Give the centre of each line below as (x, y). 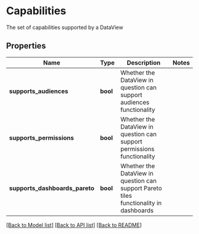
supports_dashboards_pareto (52, 188)
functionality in (141, 203)
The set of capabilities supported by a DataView (65, 27)
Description (144, 62)
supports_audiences (39, 91)
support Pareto (141, 188)
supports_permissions (41, 137)
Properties (26, 46)
